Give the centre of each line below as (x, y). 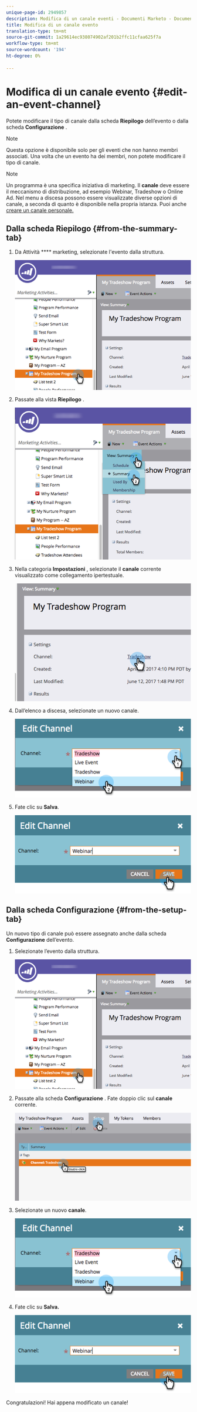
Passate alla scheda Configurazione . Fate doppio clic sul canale (94, 1098)
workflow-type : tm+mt (33, 44)
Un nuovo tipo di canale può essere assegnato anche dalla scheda (86, 933)
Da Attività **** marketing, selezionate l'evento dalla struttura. (89, 252)
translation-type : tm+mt (36, 31)
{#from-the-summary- (135, 229)
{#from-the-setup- (151, 910)
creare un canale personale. (40, 210)
